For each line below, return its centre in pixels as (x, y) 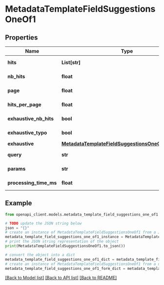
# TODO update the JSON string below (43, 223)
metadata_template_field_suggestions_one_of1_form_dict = (65, 268)
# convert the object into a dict (40, 255)
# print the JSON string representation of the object (62, 241)
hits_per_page (24, 105)
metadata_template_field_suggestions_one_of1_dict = (60, 259)
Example (19, 203)
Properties (21, 37)
